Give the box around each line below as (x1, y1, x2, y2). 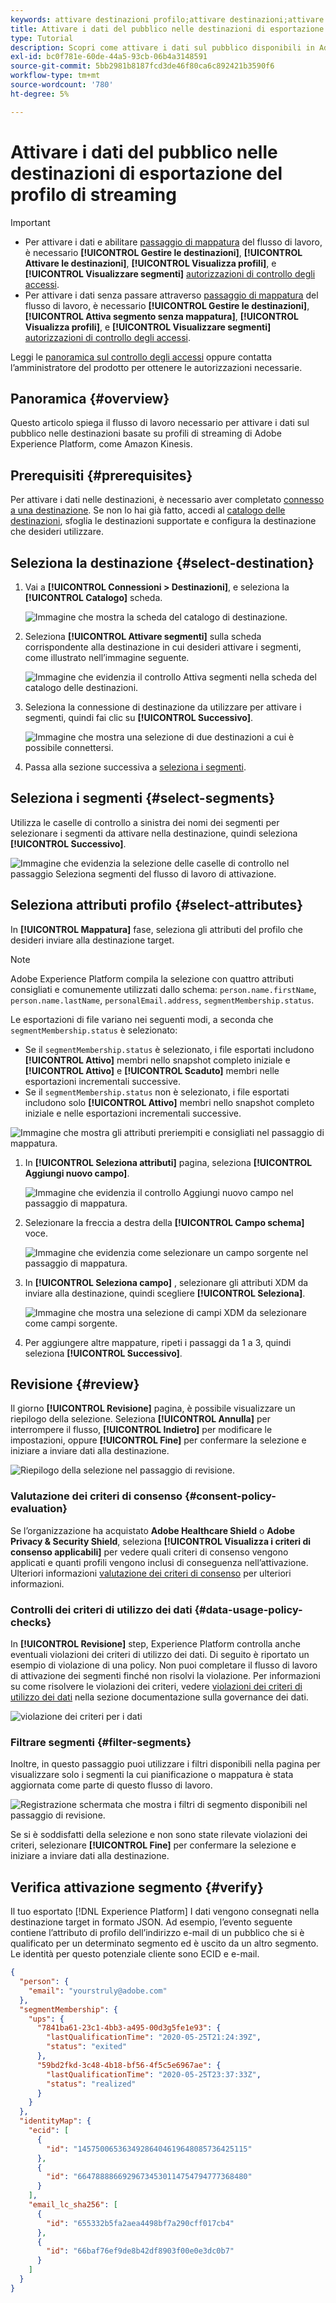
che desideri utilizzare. (10, 526, 104, 538)
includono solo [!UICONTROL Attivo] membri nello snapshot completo (24, 1096, 315, 1108)
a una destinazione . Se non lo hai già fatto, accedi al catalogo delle (10, 504, 286, 516)
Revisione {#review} (10, 1376, 140, 1393)
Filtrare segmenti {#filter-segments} (10, 1735, 192, 1749)
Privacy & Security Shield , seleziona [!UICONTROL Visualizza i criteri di (10, 1535, 312, 1547)
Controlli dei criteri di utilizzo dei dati (10, 1602, 193, 1616)
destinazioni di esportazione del (10, 162, 283, 185)
